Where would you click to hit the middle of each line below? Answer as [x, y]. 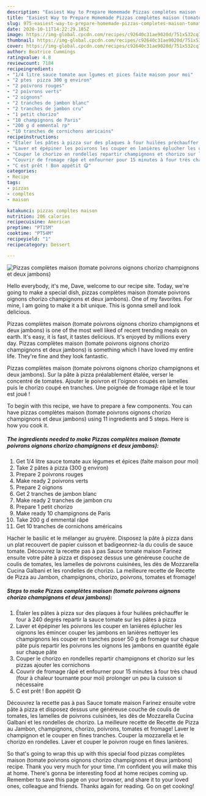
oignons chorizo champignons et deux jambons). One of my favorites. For [100, 299]
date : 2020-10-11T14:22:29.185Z [48, 29]
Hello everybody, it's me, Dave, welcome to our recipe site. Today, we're [98, 286]
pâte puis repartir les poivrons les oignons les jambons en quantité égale [107, 645]
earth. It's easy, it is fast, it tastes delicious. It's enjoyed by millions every [98, 336]
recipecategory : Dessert [39, 245]
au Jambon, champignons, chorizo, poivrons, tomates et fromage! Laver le [101, 729]
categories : [22, 171]
